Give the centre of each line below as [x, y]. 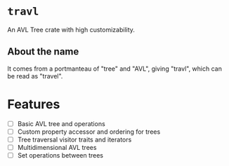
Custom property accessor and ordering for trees [89, 132]
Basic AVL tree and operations [61, 123]
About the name [43, 51]
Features [34, 104]
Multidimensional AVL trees [57, 147]
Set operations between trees [60, 155]
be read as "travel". [35, 76]
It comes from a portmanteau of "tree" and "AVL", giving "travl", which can [115, 69]
